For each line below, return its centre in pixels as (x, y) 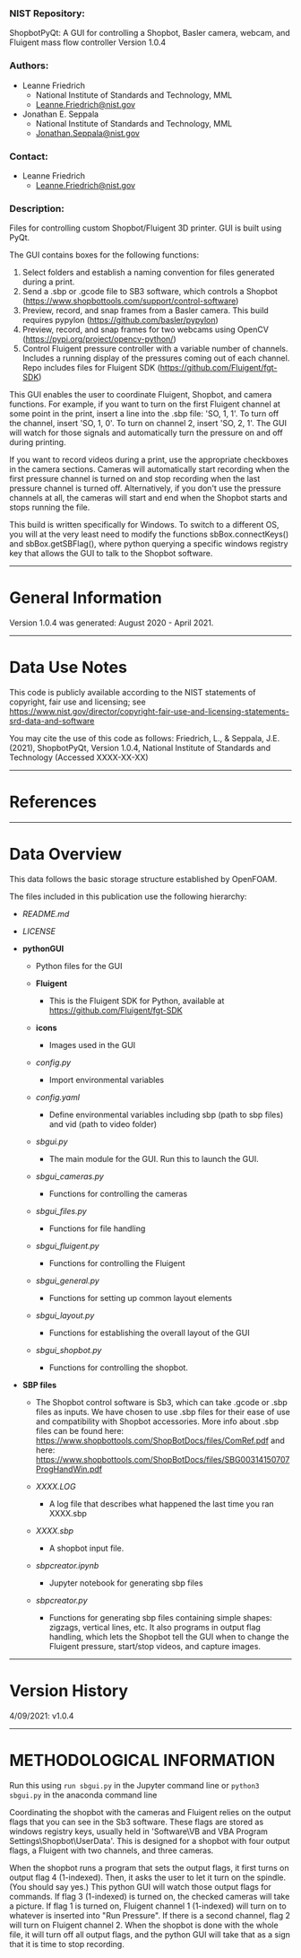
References (53, 802)
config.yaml (58, 1097)
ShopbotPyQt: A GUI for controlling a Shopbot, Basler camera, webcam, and (150, 33)
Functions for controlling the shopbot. (118, 1368)
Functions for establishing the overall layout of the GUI (149, 1333)
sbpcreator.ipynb (67, 1565)
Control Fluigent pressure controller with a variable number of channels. (155, 349)
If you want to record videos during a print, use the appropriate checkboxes (149, 459)
